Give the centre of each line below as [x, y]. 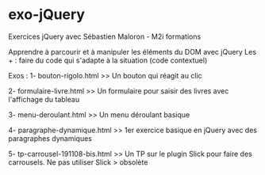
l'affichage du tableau [44, 99]
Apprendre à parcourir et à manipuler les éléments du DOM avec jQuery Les [132, 51]
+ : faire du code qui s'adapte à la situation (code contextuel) [108, 60]
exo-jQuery [47, 15]
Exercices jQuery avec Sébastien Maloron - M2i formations [105, 36]
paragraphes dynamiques [50, 138]
